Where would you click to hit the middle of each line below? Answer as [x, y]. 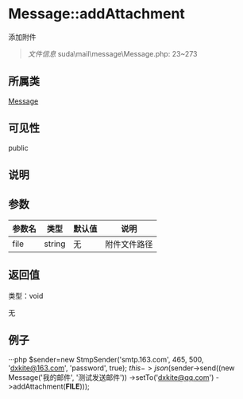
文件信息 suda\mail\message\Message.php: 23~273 [112, 53]
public [19, 147]
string [55, 244]
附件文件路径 [129, 244]
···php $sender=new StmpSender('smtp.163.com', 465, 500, [106, 360]
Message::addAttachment [96, 14]
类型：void [26, 295]
